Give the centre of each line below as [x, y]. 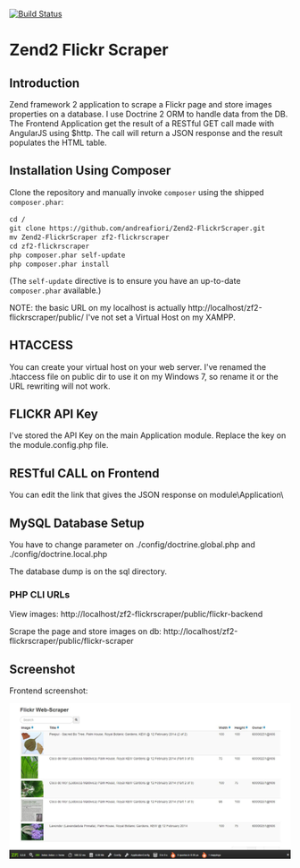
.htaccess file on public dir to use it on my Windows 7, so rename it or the [144, 376]
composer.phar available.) [55, 290]
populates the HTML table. [58, 142]
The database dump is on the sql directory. [88, 572]
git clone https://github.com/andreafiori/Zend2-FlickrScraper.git [137, 228]
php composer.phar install [59, 264]
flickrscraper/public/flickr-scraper [71, 641]
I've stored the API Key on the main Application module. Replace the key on [148, 435]
